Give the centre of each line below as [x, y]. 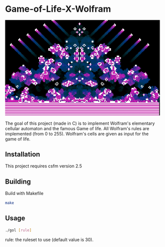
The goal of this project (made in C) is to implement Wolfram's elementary [80, 123]
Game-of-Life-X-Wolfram [58, 9]
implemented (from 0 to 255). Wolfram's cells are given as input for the [77, 134]
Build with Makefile [24, 193]
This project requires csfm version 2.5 [43, 166]
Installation [23, 154]
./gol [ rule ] [18, 230]
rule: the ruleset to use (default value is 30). [49, 240]
